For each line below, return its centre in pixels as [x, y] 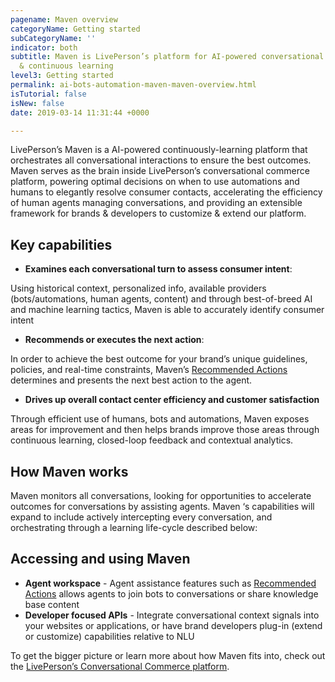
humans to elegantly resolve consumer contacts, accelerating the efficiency [166, 192]
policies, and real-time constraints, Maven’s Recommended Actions [149, 370]
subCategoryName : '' [53, 38]
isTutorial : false [48, 94]
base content [52, 604]
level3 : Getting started [62, 76]
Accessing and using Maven [100, 559]
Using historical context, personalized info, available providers [138, 288]
